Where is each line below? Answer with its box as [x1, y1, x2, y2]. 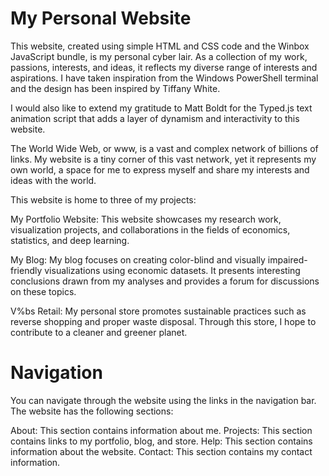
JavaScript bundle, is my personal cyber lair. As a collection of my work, [10, 50, 308, 62]
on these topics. [10, 285, 77, 297]
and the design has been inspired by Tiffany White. [10, 82, 221, 94]
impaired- [267, 253, 308, 266]
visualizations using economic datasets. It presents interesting [44, 264, 301, 276]
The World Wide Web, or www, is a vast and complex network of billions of [10, 142, 319, 154]
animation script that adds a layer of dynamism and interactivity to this [10, 112, 300, 124]
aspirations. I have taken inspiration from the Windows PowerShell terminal [10, 72, 319, 84]
